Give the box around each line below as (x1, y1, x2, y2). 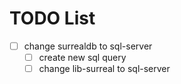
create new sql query (38, 52, 127, 63)
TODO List (9, 7, 96, 30)
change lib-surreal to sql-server (38, 63, 171, 75)
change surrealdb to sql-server (23, 40, 153, 52)
